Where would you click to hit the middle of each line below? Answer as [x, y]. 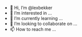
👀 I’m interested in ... [31, 13]
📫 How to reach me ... [33, 29]
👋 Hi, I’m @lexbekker [31, 8]
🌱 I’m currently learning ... [36, 18]
